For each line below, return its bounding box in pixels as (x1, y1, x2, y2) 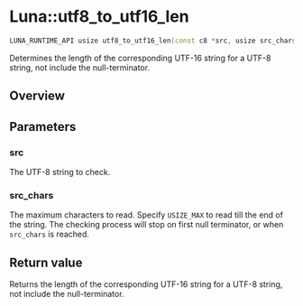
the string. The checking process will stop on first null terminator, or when (9, 219, 284, 230)
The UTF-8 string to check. (9, 166, 111, 177)
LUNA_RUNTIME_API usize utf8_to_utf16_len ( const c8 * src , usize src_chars (9, 36, 297, 45)
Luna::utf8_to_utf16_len (9, 6, 189, 27)
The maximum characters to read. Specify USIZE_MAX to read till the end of (9, 209, 284, 220)
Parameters (9, 119, 77, 134)
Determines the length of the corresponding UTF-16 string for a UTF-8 (9, 52, 271, 63)
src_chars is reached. (9, 228, 90, 240)
